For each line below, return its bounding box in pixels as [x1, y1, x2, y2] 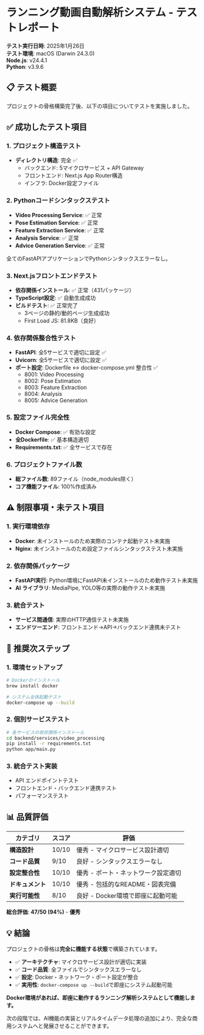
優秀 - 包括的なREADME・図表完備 [76, 880, 177, 889]
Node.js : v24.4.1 [6, 56, 47, 64]
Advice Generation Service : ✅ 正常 [15, 242, 105, 249]
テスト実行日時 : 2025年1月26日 [6, 42, 85, 49]
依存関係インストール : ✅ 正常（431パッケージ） [15, 287, 135, 294]
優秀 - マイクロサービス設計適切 [76, 846, 169, 854]
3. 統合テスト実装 [6, 762, 58, 770]
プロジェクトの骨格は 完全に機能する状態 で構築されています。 [6, 945, 161, 953]
